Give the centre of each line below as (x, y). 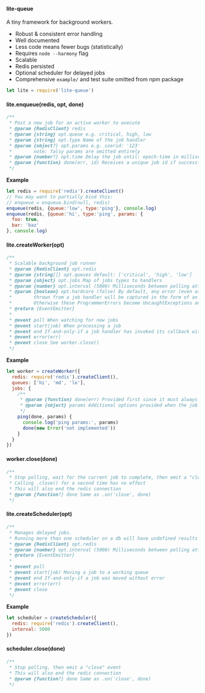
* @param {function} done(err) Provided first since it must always (109, 400)
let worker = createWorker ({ (43, 372)
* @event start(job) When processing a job (65, 326)
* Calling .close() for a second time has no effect (77, 483)
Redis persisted (35, 67)
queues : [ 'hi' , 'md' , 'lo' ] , (49, 383)
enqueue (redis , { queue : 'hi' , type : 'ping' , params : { (75, 214)
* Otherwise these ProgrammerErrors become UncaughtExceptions (100, 303)
